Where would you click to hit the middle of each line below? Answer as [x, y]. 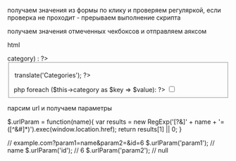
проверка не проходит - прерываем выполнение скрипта [94, 18]
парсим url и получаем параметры [60, 108]
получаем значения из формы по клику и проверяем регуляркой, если [114, 10]
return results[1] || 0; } [150, 129]
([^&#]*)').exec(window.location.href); [62, 129]
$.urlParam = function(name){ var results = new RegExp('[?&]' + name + [112, 122]
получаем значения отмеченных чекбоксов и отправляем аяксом [107, 31]
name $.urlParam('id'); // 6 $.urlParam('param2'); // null [88, 150]
